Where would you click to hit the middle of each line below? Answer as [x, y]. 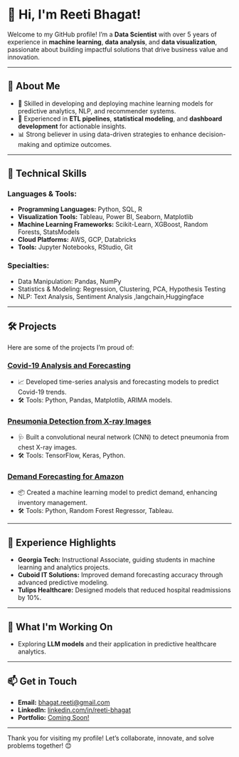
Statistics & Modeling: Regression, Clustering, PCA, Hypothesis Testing [122, 289]
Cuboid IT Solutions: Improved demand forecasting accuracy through [120, 575]
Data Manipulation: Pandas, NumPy [69, 281]
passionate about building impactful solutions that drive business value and [118, 49]
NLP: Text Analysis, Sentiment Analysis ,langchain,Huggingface [111, 296]
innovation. [24, 57]
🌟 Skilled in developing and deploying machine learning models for [115, 103]
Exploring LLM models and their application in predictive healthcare [117, 644]
